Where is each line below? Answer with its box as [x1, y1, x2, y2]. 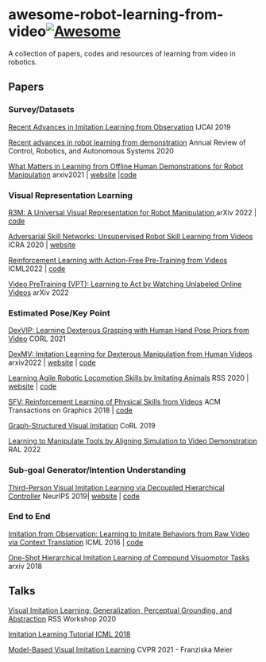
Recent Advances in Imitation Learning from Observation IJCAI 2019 [8, 122, 231, 132]
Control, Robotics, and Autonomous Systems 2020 [8, 145, 175, 156]
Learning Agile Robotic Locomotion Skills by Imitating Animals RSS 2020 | [8, 374, 249, 383]
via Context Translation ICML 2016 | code [8, 537, 144, 547]
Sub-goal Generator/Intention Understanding [8, 465, 187, 476]
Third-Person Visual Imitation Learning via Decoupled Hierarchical [8, 482, 225, 492]
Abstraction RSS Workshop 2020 [8, 614, 117, 623]
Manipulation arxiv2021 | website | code [8, 169, 137, 180]
